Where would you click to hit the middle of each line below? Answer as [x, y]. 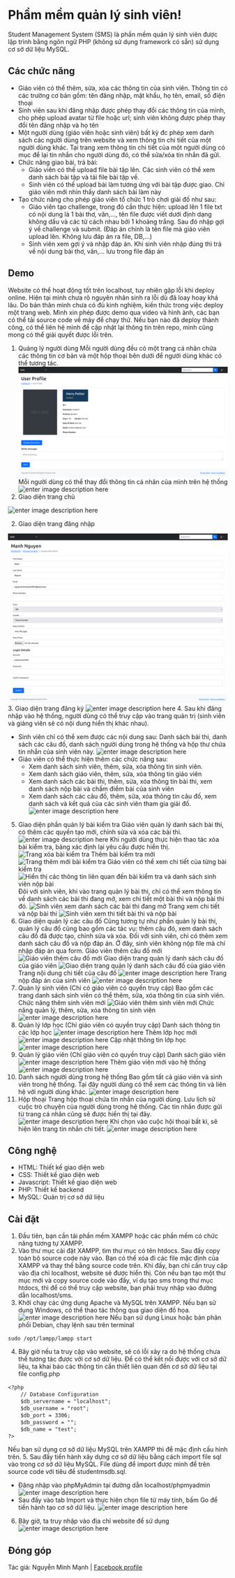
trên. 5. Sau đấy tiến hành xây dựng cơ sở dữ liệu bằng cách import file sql [115, 1457]
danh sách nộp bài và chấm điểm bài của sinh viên [101, 789]
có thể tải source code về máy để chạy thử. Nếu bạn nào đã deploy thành [113, 320]
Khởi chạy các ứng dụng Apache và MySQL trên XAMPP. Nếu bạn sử [117, 1303]
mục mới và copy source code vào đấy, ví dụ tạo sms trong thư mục [115, 1280]
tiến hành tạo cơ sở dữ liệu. [57, 1507]
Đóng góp [30, 1550]
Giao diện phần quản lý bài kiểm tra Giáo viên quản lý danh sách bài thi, [121, 824]
